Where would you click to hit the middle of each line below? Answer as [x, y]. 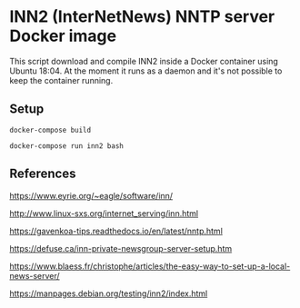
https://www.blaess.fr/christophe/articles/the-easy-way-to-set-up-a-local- [150, 266]
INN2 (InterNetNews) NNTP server [142, 17]
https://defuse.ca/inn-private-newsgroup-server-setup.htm [121, 248]
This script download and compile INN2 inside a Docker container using [144, 61]
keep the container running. [61, 80]
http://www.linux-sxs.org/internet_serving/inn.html [104, 213]
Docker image [63, 36]
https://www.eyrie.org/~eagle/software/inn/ [91, 195]
